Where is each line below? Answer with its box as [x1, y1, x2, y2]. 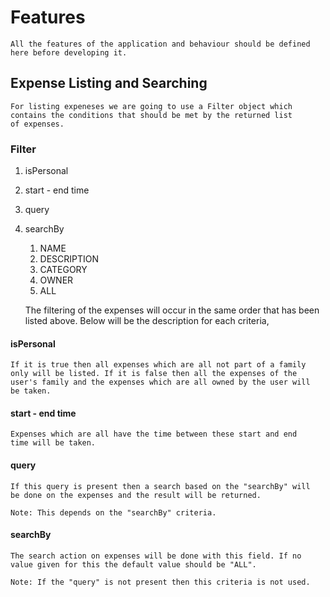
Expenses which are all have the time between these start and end [10, 429, 298, 440]
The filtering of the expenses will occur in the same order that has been [24, 304, 320, 316]
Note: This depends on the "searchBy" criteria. [10, 507, 217, 518]
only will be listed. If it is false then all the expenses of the [10, 369, 298, 379]
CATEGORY [39, 264, 88, 276]
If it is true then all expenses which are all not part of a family [10, 360, 307, 370]
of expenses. [10, 119, 65, 129]
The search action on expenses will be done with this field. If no [10, 551, 302, 561]
